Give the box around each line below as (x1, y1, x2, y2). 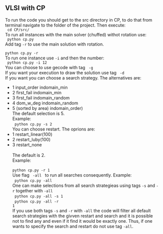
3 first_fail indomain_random (12, 95, 70, 101)
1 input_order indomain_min (12, 84, 68, 90)
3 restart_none (12, 142, 42, 148)
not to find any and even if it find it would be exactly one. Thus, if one (12, 218, 153, 224)
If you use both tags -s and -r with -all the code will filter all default (12, 208, 151, 213)
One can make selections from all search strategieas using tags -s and (12, 182, 156, 188)
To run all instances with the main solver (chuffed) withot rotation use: (5, 31, 147, 37)
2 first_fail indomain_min (12, 89, 62, 95)
